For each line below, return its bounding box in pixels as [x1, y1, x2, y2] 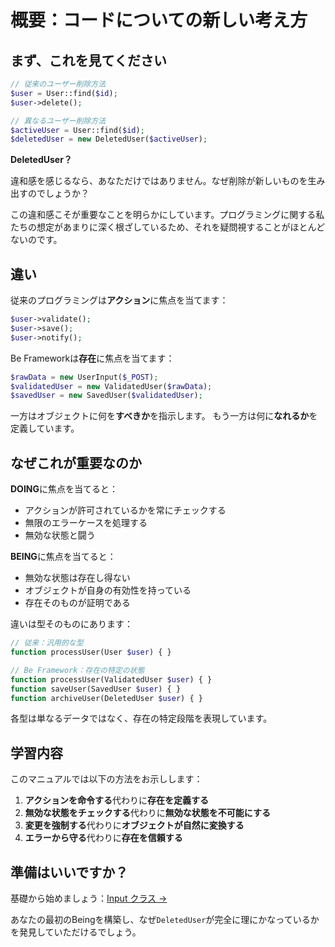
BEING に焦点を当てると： [10, 551, 117, 563]
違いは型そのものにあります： [10, 618, 133, 630]
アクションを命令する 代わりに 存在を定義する [24, 794, 210, 806]
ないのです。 [10, 234, 63, 246]
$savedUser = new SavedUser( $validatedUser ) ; [10, 391, 203, 401]
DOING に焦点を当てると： [10, 483, 119, 495]
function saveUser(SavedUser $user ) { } [10, 684, 182, 694]
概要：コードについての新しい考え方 [10, 9, 308, 32]
